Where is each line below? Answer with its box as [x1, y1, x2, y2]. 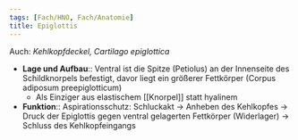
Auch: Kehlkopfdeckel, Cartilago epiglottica [9, 45, 170, 56]
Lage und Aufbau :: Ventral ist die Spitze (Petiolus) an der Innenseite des [21, 63, 290, 74]
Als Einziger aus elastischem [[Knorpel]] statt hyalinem [35, 91, 238, 103]
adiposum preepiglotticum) [21, 82, 123, 93]
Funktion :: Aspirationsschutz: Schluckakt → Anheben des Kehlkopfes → [21, 101, 288, 111]
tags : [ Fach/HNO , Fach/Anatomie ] [9, 12, 134, 22]
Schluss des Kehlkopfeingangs [21, 119, 136, 130]
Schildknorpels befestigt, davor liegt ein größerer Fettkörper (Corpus [21, 72, 277, 83]
